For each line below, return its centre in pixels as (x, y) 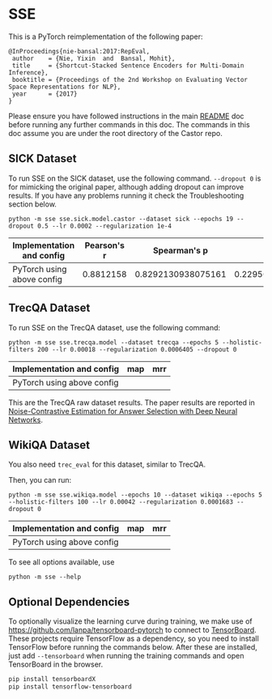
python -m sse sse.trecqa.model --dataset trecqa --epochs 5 (114, 342)
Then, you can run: (40, 480)
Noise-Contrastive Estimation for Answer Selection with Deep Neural (123, 411)
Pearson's (105, 245)
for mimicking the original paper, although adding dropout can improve (126, 186)
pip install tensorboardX (52, 680)
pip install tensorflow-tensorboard (70, 687)
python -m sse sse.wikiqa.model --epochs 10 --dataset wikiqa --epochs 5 (136, 495)
